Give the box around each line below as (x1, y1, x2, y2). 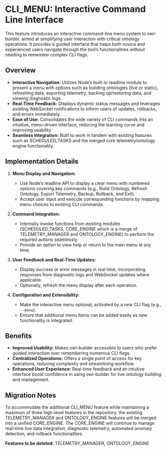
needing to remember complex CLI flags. (5, 51, 89, 58)
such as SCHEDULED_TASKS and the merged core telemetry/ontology (12, 137, 155, 143)
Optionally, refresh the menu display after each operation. (19, 282, 138, 288)
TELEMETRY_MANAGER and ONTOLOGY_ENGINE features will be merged (5, 415, 157, 421)
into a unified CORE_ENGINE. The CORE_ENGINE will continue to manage (5, 420, 155, 426)
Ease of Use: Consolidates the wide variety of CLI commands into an (12, 116, 153, 122)
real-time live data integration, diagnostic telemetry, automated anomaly (5, 426, 152, 432)
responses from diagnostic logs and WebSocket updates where (19, 271, 150, 277)
